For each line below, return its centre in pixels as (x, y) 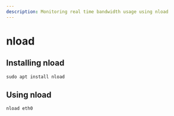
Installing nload (35, 63)
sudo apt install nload (36, 77)
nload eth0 (20, 109)
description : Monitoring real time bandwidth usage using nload (87, 12)
